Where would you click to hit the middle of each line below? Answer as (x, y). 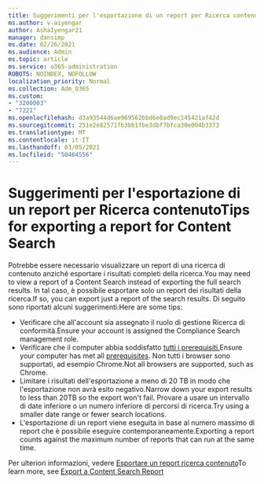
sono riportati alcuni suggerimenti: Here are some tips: (95, 307)
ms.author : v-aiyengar (45, 23)
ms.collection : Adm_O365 (49, 89)
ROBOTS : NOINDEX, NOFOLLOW (52, 74)
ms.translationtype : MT (47, 132)
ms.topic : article (38, 60)
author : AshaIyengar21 (45, 30)
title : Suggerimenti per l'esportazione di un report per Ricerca (119, 15)
